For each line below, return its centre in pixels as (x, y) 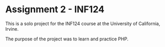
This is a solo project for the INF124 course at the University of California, (83, 24)
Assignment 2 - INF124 (55, 9)
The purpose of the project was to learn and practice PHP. (67, 39)
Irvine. (12, 29)
